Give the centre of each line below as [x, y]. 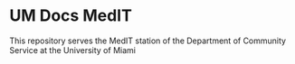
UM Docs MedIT [71, 16]
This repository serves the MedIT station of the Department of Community [148, 41]
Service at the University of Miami [72, 50]
